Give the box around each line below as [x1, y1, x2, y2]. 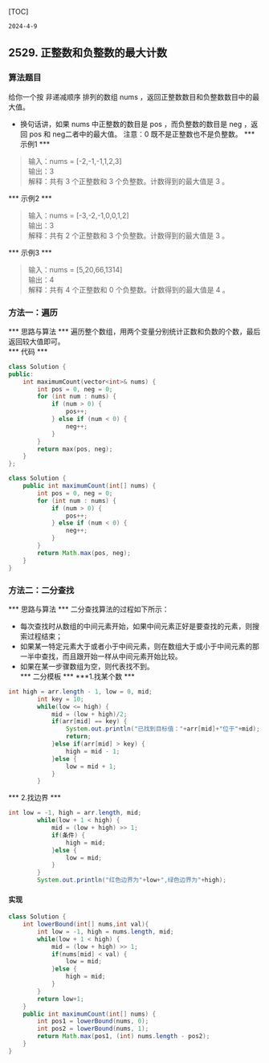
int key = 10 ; [37, 695, 84, 703]
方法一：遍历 [8, 307, 59, 318]
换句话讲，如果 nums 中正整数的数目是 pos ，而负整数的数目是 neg [19, 119, 243, 129]
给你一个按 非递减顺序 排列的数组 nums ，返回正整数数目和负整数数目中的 [8, 92, 253, 101]
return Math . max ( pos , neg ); [37, 549, 131, 557]
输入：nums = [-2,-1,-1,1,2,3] [27, 156, 122, 166]
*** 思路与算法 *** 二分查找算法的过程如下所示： [8, 604, 169, 614]
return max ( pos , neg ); [37, 445, 113, 453]
